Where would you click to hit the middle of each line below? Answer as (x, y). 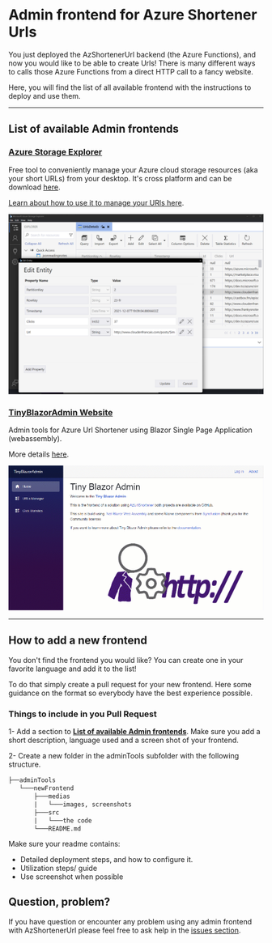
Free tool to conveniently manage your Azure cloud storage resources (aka (133, 170)
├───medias (52, 796)
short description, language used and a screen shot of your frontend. (123, 740)
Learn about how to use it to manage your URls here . (96, 202)
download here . (34, 187)
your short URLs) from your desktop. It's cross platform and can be (120, 178)
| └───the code (63, 820)
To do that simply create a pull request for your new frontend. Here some (130, 684)
